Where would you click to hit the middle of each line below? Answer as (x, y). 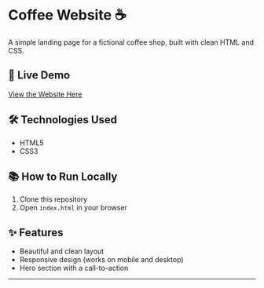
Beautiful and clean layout (62, 251)
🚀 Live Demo (39, 75)
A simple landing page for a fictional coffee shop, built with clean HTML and (131, 42)
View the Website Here (45, 94)
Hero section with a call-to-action (74, 268)
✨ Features (36, 232)
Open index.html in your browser (73, 208)
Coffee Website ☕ (68, 15)
